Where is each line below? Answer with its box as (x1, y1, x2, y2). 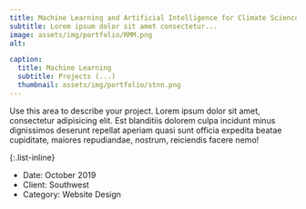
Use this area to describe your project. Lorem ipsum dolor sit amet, (9, 105, 261, 116)
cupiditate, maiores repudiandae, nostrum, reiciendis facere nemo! (9, 134, 260, 145)
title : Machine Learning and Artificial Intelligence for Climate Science (9, 13, 300, 23)
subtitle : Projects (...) (17, 72, 117, 82)
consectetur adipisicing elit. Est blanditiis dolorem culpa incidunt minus (9, 114, 276, 125)
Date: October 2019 (22, 169, 97, 180)
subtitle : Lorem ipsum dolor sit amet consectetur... (9, 22, 219, 31)
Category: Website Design (22, 188, 121, 200)
